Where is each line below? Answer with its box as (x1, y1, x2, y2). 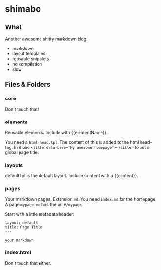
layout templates (12, 50, 46, 56)
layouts (5, 162, 23, 169)
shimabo (5, 3, 41, 15)
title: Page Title (5, 224, 42, 230)
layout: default (5, 221, 38, 225)
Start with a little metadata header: (5, 211, 75, 217)
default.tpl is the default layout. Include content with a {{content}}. (5, 173, 138, 179)
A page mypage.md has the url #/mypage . (5, 201, 83, 207)
